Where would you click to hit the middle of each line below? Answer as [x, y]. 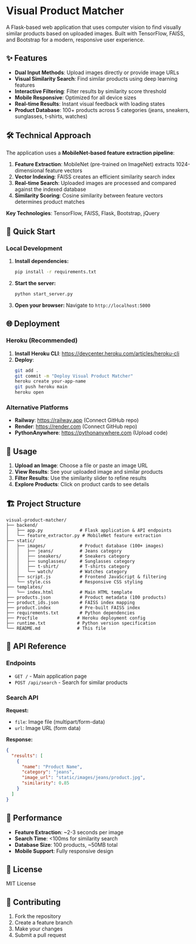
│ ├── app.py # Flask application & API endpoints [89, 530]
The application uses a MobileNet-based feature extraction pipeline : [90, 153]
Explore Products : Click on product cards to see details [82, 484]
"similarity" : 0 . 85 [45, 783]
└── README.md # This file [56, 628]
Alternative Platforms [37, 407]
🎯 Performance [34, 818]
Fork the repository [38, 916]
